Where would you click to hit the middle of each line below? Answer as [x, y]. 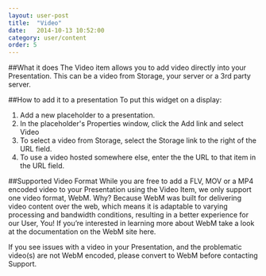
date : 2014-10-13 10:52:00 [56, 30]
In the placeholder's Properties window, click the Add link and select [131, 124]
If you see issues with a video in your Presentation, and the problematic [125, 247]
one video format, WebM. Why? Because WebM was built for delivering [125, 198]
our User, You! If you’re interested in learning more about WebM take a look [131, 224]
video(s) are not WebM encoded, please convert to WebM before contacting [133, 255]
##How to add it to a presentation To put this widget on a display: [115, 100]
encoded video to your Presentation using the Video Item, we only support [130, 190]
